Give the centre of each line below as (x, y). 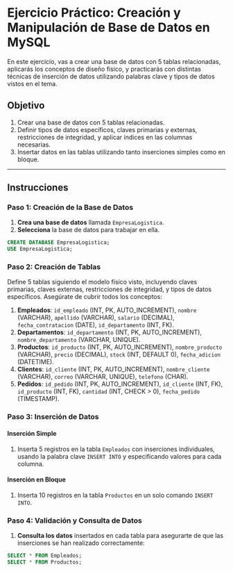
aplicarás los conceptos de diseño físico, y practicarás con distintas (104, 69)
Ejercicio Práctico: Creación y (94, 13)
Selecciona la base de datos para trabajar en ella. (88, 230)
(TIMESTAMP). (38, 399)
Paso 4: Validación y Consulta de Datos (75, 521)
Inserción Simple (32, 433)
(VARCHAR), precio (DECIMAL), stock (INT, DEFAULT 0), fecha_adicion (119, 354)
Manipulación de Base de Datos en (109, 27)
